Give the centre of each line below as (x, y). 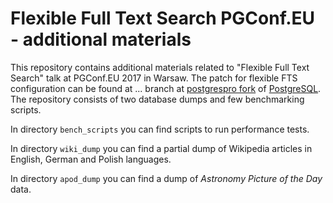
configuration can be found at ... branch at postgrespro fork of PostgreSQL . (166, 88)
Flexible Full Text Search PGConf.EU (163, 18)
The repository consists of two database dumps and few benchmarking (157, 99)
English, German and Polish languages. (91, 159)
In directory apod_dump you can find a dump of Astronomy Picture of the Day (166, 178)
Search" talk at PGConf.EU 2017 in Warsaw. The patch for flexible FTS (154, 78)
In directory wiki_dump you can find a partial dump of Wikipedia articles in (161, 148)
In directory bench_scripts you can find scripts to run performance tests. (160, 129)
